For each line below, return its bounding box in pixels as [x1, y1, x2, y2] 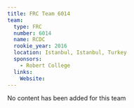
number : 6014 [13, 29, 52, 37]
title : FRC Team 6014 [7, 10, 71, 17]
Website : [20, 75, 46, 82]
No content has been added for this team [7, 94, 126, 102]
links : [13, 68, 33, 75]
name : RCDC [13, 36, 46, 43]
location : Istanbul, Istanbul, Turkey [13, 49, 128, 56]
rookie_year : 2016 [13, 43, 68, 49]
